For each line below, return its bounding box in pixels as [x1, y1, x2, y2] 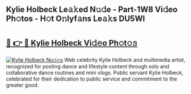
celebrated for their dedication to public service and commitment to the [6, 75, 178, 82]
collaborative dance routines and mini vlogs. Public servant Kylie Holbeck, [6, 69, 183, 76]
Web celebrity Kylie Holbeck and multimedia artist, [64, 57, 186, 63]
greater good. [6, 82, 39, 88]
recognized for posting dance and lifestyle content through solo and [6, 63, 170, 69]
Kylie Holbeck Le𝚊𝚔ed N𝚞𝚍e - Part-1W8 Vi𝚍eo [6, 5, 178, 15]
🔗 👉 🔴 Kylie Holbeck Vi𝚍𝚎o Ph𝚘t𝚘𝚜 [6, 38, 138, 48]
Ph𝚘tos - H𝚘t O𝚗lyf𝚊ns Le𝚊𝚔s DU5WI [6, 14, 146, 24]
